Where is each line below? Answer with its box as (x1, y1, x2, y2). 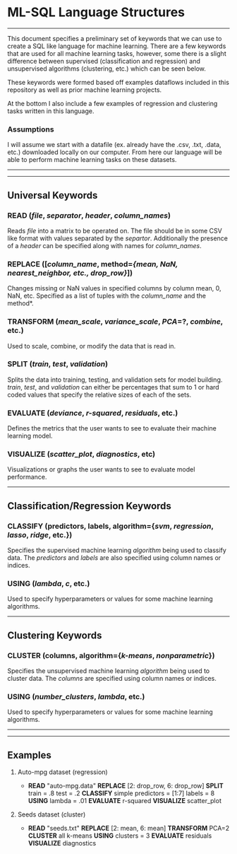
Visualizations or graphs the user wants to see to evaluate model (7, 465, 195, 474)
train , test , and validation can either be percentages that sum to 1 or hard (7, 382, 220, 391)
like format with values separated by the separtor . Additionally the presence (7, 234, 228, 242)
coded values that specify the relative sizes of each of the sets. (7, 390, 192, 399)
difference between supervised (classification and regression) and (7, 57, 201, 65)
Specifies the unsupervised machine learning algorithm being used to (7, 667, 210, 675)
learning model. (7, 432, 53, 440)
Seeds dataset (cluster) (17, 810, 86, 819)
